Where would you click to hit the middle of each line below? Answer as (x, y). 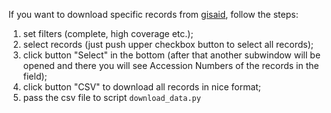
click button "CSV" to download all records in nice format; (142, 87)
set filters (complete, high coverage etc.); (108, 33)
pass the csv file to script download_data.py (111, 97)
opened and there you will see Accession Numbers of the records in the (171, 65)
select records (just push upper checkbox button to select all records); (168, 44)
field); (35, 76)
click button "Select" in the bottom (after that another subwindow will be (171, 55)
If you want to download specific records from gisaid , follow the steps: (153, 14)
